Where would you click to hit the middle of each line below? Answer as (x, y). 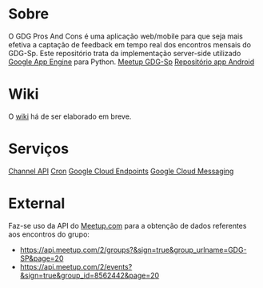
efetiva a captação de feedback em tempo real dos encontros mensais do (130, 44)
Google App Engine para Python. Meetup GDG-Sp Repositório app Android (131, 62)
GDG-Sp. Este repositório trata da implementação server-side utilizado (125, 53)
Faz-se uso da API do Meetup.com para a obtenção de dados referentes (128, 225)
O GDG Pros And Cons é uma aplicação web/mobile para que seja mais (126, 36)
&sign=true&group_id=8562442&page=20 (90, 275)
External (37, 203)
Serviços (39, 149)
